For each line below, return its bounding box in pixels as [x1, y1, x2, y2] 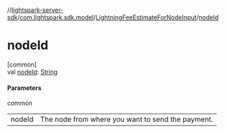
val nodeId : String [7, 67, 58, 76]
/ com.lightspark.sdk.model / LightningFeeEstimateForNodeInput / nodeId [17, 13, 219, 21]
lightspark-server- [11, 6, 64, 14]
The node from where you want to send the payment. [40, 114, 214, 124]
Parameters [7, 83, 42, 92]
